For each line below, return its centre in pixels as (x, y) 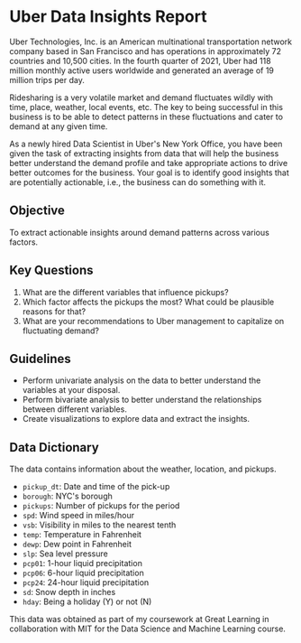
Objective (37, 211)
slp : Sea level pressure (65, 554)
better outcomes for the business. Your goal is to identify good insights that (150, 172)
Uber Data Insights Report (108, 17)
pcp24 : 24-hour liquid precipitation (86, 582)
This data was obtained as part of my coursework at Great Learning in (139, 620)
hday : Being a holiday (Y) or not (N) (87, 601)
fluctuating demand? (60, 331)
